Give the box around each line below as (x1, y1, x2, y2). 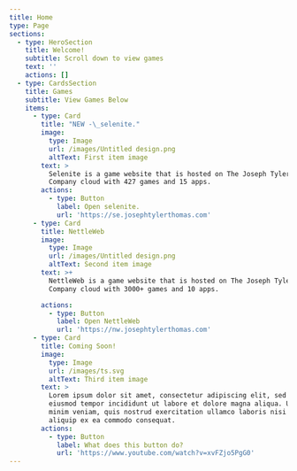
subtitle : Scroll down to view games (25, 54, 164, 63)
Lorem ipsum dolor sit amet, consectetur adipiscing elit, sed (48, 391, 287, 400)
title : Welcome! (25, 46, 86, 55)
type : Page (9, 21, 49, 30)
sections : (9, 29, 46, 38)
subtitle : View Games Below (25, 95, 128, 104)
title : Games (25, 87, 73, 96)
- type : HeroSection (17, 37, 93, 47)
